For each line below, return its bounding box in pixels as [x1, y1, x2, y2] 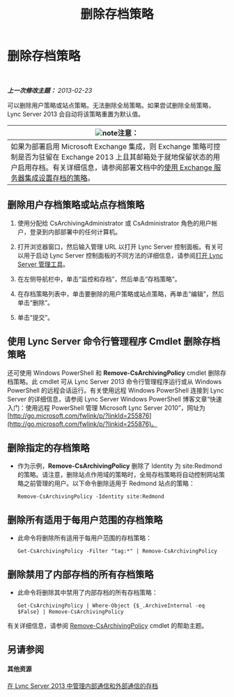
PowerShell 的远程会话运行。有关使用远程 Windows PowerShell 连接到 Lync [7, 386, 224, 395]
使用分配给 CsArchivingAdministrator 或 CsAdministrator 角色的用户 [17, 219, 212, 227]
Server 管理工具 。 [17, 260, 70, 268]
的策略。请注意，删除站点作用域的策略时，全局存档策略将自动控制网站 [17, 471, 219, 479]
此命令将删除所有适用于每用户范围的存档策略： [17, 534, 152, 542]
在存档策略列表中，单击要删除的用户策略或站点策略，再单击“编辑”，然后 [17, 289, 225, 298]
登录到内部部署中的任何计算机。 [29, 228, 122, 236]
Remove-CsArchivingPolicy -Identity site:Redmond [17, 493, 165, 500]
